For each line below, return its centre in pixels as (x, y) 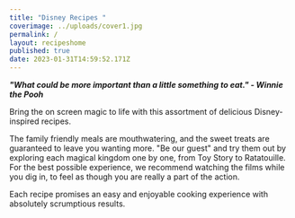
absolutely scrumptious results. (67, 204)
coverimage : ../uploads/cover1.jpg (76, 26)
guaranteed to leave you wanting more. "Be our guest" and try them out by (147, 148)
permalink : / (34, 34)
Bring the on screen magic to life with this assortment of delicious (131, 112)
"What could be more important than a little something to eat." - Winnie (146, 85)
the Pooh (27, 94)
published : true (40, 51)
